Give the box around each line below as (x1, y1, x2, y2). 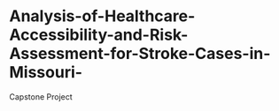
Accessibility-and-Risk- (9, 25, 189, 45)
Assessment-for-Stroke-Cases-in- (9, 44, 271, 63)
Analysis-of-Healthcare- (9, 6, 196, 26)
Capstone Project (9, 91, 73, 102)
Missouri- (9, 63, 82, 83)
